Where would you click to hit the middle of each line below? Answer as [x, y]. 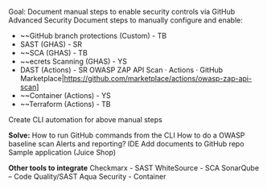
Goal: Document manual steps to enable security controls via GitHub [122, 12]
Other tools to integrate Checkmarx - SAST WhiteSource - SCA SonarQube [134, 168]
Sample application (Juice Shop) [62, 152]
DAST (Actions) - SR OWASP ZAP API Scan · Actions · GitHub [121, 70]
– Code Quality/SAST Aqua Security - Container [87, 177]
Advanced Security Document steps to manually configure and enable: [125, 20]
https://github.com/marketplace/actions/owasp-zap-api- [158, 78]
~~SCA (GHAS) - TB [54, 53]
